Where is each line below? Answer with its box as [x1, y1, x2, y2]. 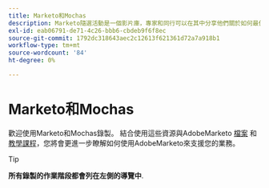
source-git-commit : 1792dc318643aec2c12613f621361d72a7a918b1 [8, 34, 220, 42]
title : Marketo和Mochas [8, 11, 86, 20]
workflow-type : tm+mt [8, 42, 81, 50]
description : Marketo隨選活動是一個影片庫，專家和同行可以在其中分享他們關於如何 [8, 19, 254, 27]
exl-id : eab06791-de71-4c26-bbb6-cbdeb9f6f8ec [8, 26, 167, 34]
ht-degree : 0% [8, 57, 56, 65]
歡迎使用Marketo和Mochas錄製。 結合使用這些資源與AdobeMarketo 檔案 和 [8, 128, 258, 138]
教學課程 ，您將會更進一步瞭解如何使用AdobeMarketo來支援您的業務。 [8, 138, 240, 148]
